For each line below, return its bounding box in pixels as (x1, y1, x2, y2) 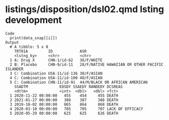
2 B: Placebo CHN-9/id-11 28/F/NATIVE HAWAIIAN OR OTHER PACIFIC (10, 62, 164, 67)
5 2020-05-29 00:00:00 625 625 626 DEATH (10, 110, 119, 116)
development (5, 14, 62, 26)
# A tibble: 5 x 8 (10, 44, 49, 49)
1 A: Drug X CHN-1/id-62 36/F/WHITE (10, 57, 102, 63)
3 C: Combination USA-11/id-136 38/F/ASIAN (10, 71, 102, 76)
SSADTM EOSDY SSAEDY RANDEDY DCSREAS (14, 84, 123, 89)
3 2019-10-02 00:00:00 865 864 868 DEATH (10, 102, 119, 107)
